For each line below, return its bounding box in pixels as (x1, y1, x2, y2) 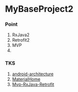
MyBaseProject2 (5, 3, 74, 15)
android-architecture (12, 71, 54, 77)
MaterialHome (12, 76, 41, 82)
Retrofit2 (12, 37, 30, 43)
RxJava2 (12, 32, 30, 38)
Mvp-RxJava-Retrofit (12, 81, 54, 87)
